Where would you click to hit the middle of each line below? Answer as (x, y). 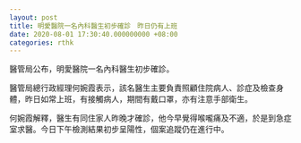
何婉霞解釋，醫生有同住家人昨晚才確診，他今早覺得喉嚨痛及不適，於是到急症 (150, 118)
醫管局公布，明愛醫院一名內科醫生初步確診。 (92, 69)
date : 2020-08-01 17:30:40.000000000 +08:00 (94, 34)
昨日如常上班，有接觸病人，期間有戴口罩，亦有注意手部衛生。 (138, 99)
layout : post (34, 17)
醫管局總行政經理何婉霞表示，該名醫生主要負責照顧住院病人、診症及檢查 (142, 88)
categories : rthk (42, 42)
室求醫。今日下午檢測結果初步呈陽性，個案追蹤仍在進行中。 (119, 130)
